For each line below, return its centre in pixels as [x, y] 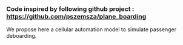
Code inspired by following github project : [70, 9]
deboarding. [22, 36]
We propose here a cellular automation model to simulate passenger [91, 29]
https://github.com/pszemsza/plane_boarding [76, 16]
